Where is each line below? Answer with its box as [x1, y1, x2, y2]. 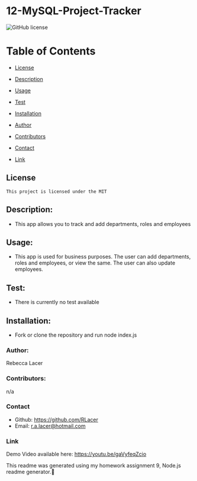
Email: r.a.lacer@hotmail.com [14, 422, 86, 430]
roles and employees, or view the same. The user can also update [14, 259, 176, 267]
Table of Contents [6, 44, 96, 58]
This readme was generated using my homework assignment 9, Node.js [6, 462, 182, 469]
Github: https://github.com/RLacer [14, 416, 99, 423]
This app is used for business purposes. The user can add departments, [14, 253, 191, 260]
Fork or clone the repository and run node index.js [14, 331, 137, 338]
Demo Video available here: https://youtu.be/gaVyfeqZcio [6, 451, 147, 458]
